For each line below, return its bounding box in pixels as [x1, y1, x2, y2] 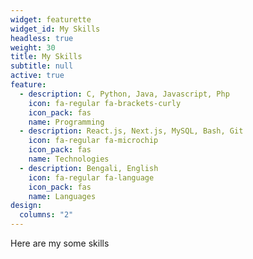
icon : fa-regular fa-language [28, 172, 155, 183]
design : [10, 201, 43, 211]
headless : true [10, 33, 74, 43]
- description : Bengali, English [19, 163, 159, 173]
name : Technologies [28, 154, 110, 164]
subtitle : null [10, 61, 74, 71]
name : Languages [28, 191, 97, 201]
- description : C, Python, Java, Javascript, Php [19, 89, 230, 99]
